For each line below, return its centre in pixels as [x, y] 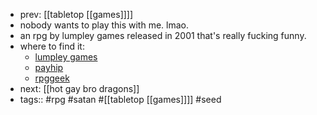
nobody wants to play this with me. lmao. [104, 25]
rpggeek [52, 78]
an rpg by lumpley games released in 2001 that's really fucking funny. [163, 35]
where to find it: [52, 46]
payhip [49, 67]
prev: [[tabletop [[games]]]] [76, 14]
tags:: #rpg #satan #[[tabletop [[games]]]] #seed [120, 99]
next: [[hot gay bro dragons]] [79, 88]
